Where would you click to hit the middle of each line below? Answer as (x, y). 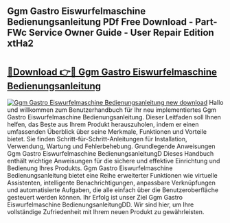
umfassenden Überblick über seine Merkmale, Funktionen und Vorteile (107, 132)
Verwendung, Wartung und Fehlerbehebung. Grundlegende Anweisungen (111, 146)
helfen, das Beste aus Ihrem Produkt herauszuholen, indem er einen (103, 124)
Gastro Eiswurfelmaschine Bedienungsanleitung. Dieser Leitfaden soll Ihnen (114, 117)
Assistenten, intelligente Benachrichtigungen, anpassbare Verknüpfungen (112, 183)
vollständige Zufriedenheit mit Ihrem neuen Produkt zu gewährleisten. (106, 212)
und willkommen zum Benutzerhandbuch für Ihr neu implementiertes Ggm (112, 110)
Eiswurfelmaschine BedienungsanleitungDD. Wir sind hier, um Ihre (101, 204)
